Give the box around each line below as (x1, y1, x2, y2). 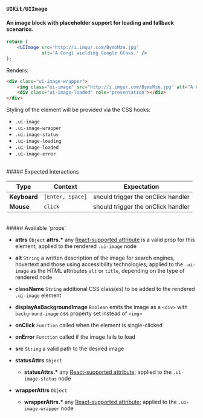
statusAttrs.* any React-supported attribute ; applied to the (24, 368, 172, 376)
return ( (6, 39, 28, 45)
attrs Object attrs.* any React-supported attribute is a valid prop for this (14, 236, 195, 244)
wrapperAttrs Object (14, 387, 68, 394)
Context (53, 183, 77, 191)
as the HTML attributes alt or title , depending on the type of (30, 267, 185, 275)
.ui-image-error (14, 151, 56, 157)
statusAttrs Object (14, 357, 62, 364)
